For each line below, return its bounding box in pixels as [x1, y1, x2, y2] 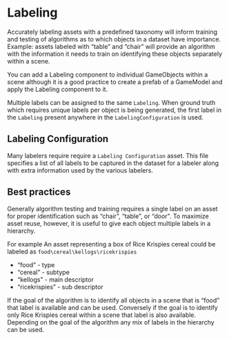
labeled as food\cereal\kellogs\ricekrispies [7, 247, 137, 255]
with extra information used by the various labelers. [7, 166, 154, 174]
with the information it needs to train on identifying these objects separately [7, 50, 223, 58]
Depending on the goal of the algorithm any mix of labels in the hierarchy [7, 318, 215, 326]
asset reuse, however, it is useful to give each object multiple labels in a [7, 219, 211, 227]
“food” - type [17, 260, 55, 269]
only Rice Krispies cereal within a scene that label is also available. [7, 311, 197, 319]
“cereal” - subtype [17, 268, 70, 276]
